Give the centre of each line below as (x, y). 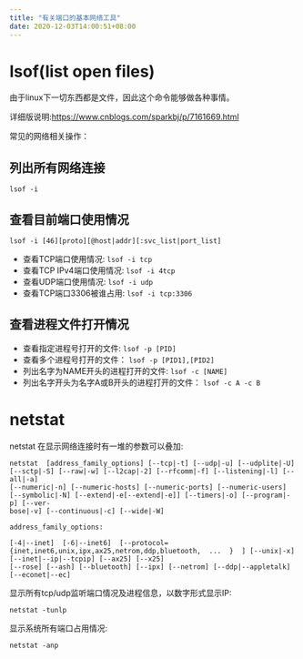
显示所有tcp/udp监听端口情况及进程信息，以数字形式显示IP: (121, 593)
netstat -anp (34, 645)
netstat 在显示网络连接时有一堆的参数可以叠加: (96, 446)
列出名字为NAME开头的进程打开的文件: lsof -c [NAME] (125, 370)
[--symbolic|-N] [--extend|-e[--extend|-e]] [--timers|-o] (124, 495)
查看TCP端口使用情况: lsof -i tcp (87, 259)
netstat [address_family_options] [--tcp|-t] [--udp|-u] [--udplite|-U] (152, 463)
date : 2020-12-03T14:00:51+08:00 (73, 26)
